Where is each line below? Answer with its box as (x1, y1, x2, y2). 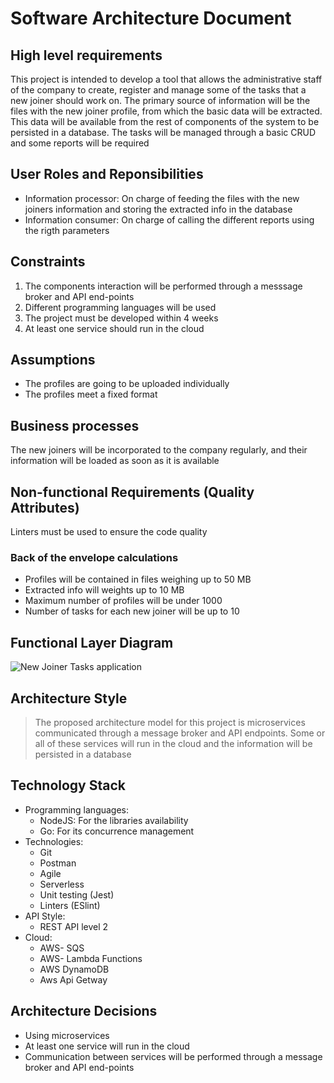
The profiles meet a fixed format (24, 388, 158, 401)
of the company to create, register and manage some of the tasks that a (10, 84, 307, 96)
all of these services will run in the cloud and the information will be (34, 737, 313, 749)
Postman (39, 857, 77, 869)
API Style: (24, 910, 66, 922)
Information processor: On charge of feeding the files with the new (24, 192, 300, 204)
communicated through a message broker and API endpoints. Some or (34, 727, 326, 739)
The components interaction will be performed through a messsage (24, 280, 303, 292)
